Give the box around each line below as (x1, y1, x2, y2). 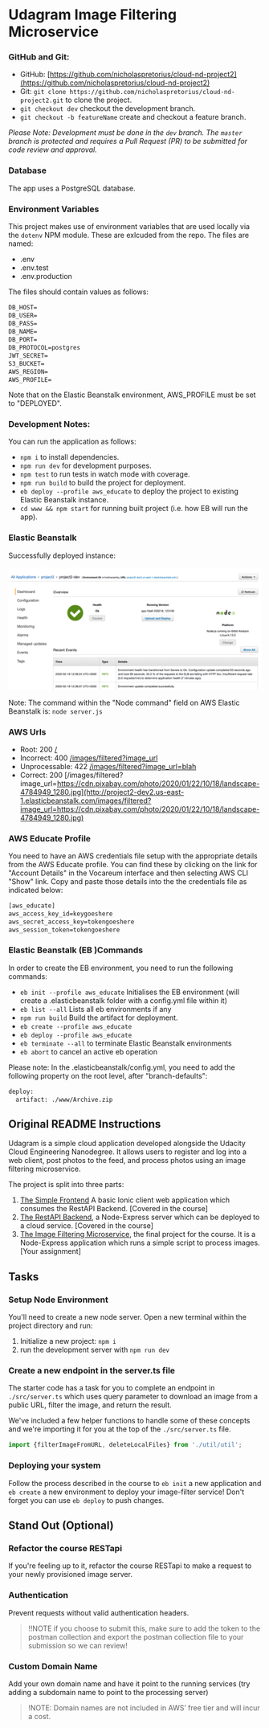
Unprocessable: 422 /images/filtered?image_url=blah (19, 762, 197, 772)
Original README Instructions (8, 1117, 161, 1131)
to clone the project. (65, 95, 132, 105)
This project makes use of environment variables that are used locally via (8, 222, 251, 231)
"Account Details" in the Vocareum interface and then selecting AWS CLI (8, 868, 249, 878)
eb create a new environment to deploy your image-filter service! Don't (8, 1487, 245, 1497)
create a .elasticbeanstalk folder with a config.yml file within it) (19, 995, 227, 1005)
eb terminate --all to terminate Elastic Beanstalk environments (19, 1038, 232, 1048)
